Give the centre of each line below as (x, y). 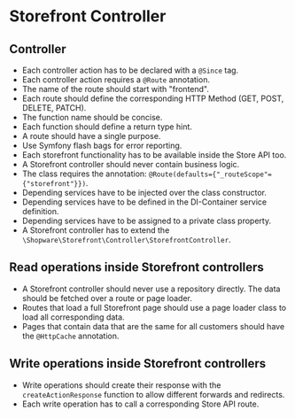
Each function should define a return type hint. (107, 127)
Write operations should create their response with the (121, 385)
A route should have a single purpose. (91, 136)
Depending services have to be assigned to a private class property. (147, 221)
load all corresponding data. (74, 317)
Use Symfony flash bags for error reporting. (102, 145)
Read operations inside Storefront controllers (136, 267)
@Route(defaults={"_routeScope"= (210, 174)
